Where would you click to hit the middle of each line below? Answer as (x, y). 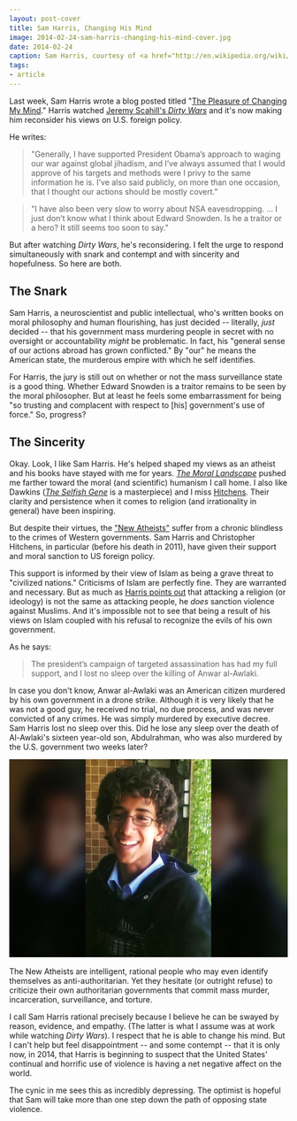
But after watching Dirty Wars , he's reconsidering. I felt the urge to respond (147, 244)
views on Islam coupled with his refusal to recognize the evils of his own (141, 620)
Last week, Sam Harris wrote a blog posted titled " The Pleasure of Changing (148, 101)
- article (27, 75)
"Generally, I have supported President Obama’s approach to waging (156, 154)
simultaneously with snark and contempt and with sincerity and (125, 254)
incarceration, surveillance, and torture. (81, 1000)
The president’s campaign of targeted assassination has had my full (154, 664)
